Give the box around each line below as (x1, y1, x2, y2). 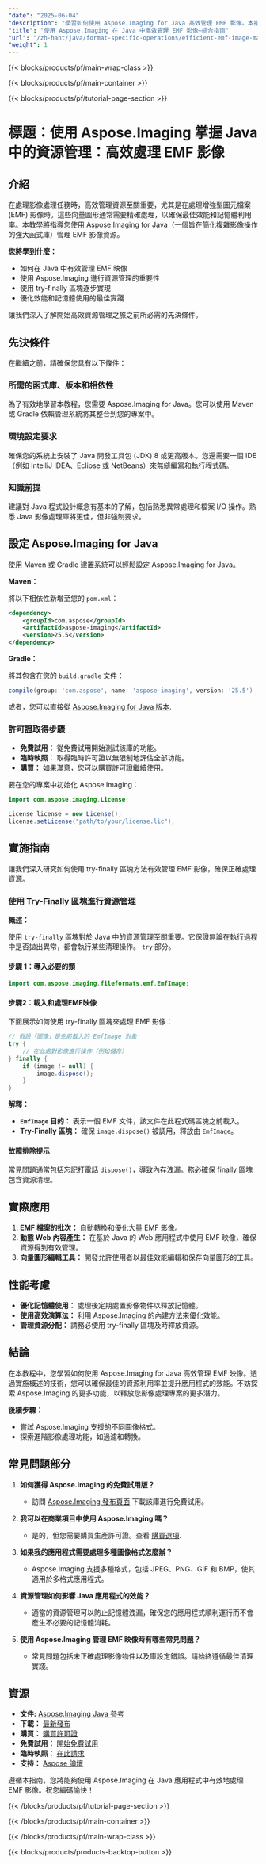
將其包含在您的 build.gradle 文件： (8, 671, 124, 680)
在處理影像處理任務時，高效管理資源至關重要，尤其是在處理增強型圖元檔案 (8, 200, 251, 210)
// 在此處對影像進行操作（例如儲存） (22, 1047, 128, 1055)
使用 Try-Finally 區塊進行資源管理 (8, 895, 136, 906)
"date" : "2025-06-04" (8, 11, 80, 20)
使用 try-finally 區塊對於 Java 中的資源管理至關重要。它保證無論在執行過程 (8, 932, 258, 941)
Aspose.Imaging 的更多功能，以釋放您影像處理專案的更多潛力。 (17, 1388, 225, 1398)
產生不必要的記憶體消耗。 (31, 1617, 116, 1627)
